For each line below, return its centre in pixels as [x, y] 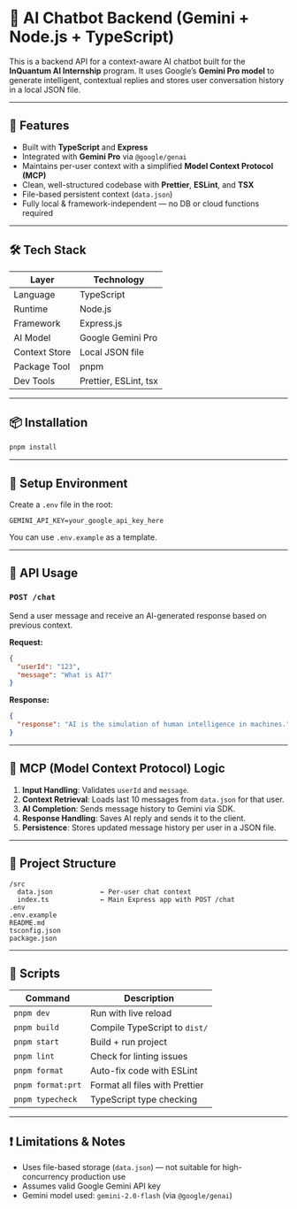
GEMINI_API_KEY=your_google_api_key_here [87, 521]
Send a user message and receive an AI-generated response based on [138, 615]
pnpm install [33, 447]
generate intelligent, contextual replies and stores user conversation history [147, 80]
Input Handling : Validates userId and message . [106, 789]
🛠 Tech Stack [48, 250]
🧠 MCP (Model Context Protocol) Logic [117, 769]
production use [98, 1177]
